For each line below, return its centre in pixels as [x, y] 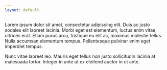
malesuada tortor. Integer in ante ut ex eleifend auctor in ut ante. [72, 61]
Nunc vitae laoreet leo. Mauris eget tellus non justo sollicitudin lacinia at [80, 56]
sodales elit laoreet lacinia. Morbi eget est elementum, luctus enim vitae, [81, 30]
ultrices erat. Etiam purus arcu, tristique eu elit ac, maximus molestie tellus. [84, 35]
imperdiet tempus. [24, 46]
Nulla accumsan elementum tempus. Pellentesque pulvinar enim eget [78, 41]
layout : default [22, 10]
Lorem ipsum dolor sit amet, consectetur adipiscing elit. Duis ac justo [77, 25]
